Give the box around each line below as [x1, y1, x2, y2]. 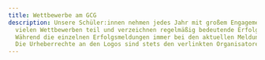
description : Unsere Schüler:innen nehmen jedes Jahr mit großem [8, 19, 227, 26]
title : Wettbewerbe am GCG [8, 11, 97, 19]
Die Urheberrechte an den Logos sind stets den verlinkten [15, 41, 214, 48]
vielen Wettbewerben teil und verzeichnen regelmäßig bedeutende [15, 26, 235, 34]
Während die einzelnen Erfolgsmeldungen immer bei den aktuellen [15, 33, 235, 41]
